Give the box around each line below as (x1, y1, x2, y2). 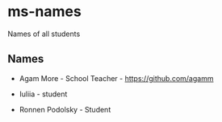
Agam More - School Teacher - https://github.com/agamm (19, 73, 214, 83)
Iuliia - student (19, 89, 68, 99)
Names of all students (7, 29, 81, 39)
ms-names (7, 2, 82, 21)
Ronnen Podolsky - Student (19, 104, 111, 114)
